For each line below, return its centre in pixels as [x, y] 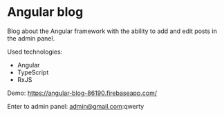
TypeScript [33, 72]
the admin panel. [31, 38]
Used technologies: [35, 52]
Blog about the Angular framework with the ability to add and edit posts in [112, 31]
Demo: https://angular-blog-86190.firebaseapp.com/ [82, 93]
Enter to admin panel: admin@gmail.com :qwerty [76, 106]
